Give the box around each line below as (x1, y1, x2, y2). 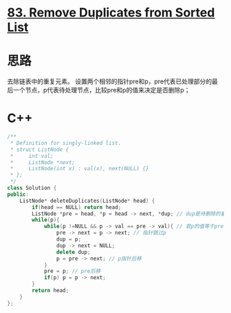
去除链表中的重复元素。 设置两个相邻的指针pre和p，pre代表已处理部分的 (7, 77, 212, 85)
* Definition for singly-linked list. (10, 139, 122, 146)
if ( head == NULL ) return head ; (32, 203, 122, 211)
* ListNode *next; (10, 159, 76, 166)
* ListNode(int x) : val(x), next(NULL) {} (10, 165, 149, 172)
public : (7, 191, 30, 198)
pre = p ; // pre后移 (43, 267, 101, 275)
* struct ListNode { (10, 146, 69, 153)
